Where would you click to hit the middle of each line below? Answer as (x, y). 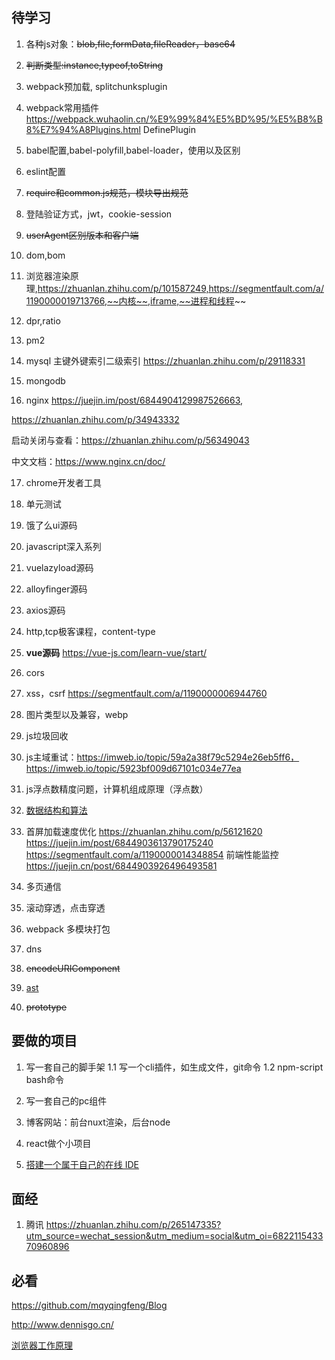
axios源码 (45, 610)
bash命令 (45, 1079)
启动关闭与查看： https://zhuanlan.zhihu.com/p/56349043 (130, 440)
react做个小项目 (58, 1143)
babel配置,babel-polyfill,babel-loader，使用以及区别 (133, 150)
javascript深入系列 (63, 546)
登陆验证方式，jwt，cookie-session (99, 214)
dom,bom (45, 255)
